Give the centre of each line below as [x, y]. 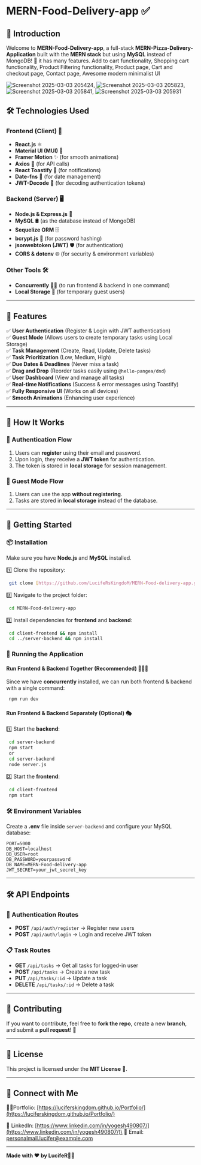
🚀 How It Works [35, 423]
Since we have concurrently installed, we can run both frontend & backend [99, 681]
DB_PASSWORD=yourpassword [38, 859]
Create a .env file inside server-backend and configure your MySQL [89, 826]
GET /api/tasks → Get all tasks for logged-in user [77, 965]
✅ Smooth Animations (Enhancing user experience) [71, 398]
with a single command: [36, 688]
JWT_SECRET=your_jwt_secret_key [46, 870]
